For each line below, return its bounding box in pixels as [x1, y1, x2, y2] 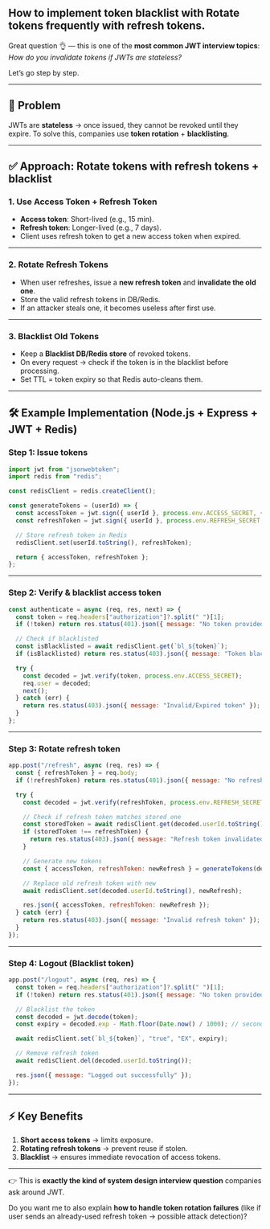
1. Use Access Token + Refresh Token [8, 196, 158, 207]
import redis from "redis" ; [8, 473, 103, 481]
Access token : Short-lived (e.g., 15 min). [19, 215, 154, 224]
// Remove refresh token [15, 1049, 99, 1058]
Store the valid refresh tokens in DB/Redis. [19, 294, 161, 304]
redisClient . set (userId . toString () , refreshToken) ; [15, 539, 193, 547]
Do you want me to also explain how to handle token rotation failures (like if [8, 1202, 261, 1212]
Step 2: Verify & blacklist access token [8, 587, 162, 598]
